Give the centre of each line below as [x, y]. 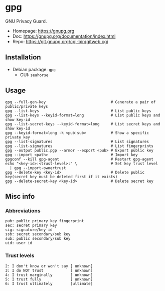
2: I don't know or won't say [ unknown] [49, 266]
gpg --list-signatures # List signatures [77, 141]
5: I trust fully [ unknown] [49, 279]
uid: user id [19, 243]
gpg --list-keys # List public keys [78, 111]
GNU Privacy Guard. [26, 21]
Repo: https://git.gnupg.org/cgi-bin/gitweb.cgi [60, 41]
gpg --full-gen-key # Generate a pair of [80, 102]
